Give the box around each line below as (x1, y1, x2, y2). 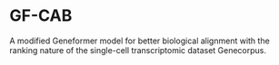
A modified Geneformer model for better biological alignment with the (9, 35, 270, 46)
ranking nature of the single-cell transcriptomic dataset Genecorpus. (9, 44, 266, 55)
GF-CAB (9, 5, 73, 26)
